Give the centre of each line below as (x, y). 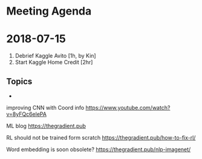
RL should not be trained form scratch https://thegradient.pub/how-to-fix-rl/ (101, 137)
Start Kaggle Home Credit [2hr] (54, 63)
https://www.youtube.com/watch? (128, 107)
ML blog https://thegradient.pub (46, 126)
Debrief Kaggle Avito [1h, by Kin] (55, 56)
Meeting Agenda (49, 11)
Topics (19, 81)
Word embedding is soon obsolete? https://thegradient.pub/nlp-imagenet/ (99, 149)
